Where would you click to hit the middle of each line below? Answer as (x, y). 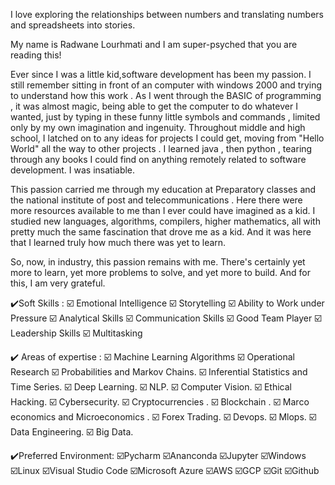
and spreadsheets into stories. (73, 25)
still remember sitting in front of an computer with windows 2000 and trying (166, 85)
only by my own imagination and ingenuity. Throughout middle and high (158, 127)
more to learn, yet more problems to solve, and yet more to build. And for (160, 272)
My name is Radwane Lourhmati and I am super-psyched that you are (154, 44)
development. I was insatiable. (73, 170)
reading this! (36, 55)
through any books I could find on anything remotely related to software (158, 159)
